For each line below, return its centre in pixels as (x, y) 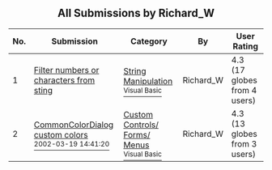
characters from (64, 80)
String (135, 70)
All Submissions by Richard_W (136, 13)
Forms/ (137, 134)
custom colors (61, 134)
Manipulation (148, 81)
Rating (246, 46)
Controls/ (141, 125)
